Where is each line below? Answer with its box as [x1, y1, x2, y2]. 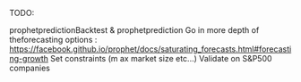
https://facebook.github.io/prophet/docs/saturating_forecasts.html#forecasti [9, 44, 292, 54]
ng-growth [9, 53, 49, 63]
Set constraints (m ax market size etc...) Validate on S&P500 [50, 53, 272, 63]
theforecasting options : [9, 35, 98, 45]
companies [9, 62, 51, 73]
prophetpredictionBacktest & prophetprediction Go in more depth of [9, 25, 260, 35]
